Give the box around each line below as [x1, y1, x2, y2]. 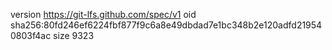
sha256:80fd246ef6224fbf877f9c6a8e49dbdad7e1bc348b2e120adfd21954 [10, 19, 323, 31]
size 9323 [53, 30, 95, 41]
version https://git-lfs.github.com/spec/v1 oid [10, 9, 197, 20]
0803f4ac [10, 30, 52, 41]
